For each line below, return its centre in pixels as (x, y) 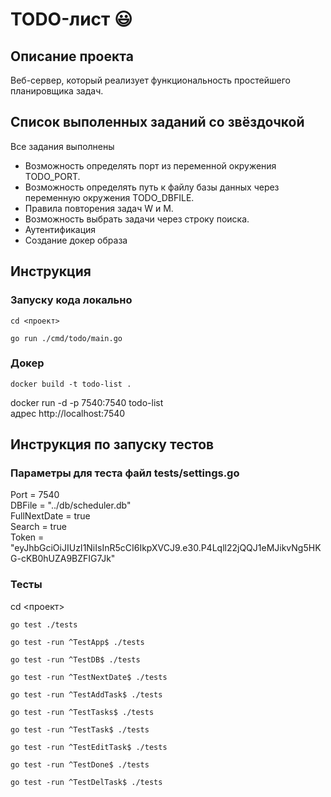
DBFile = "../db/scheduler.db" (71, 505)
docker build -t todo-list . (71, 384)
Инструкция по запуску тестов (112, 444)
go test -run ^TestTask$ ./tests (80, 729)
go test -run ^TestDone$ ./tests (80, 764)
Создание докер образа (76, 240)
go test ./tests (44, 624)
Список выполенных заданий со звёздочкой (157, 122)
